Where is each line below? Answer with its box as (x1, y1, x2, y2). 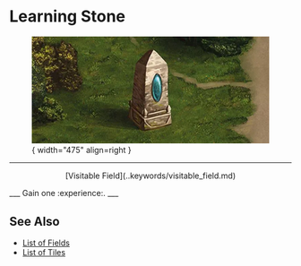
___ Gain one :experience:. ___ (9, 188, 119, 199)
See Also (9, 213, 60, 229)
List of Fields (21, 237, 70, 248)
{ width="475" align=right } (31, 145, 132, 156)
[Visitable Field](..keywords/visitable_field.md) (64, 170, 236, 181)
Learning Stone (9, 6, 126, 27)
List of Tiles (21, 247, 65, 258)
